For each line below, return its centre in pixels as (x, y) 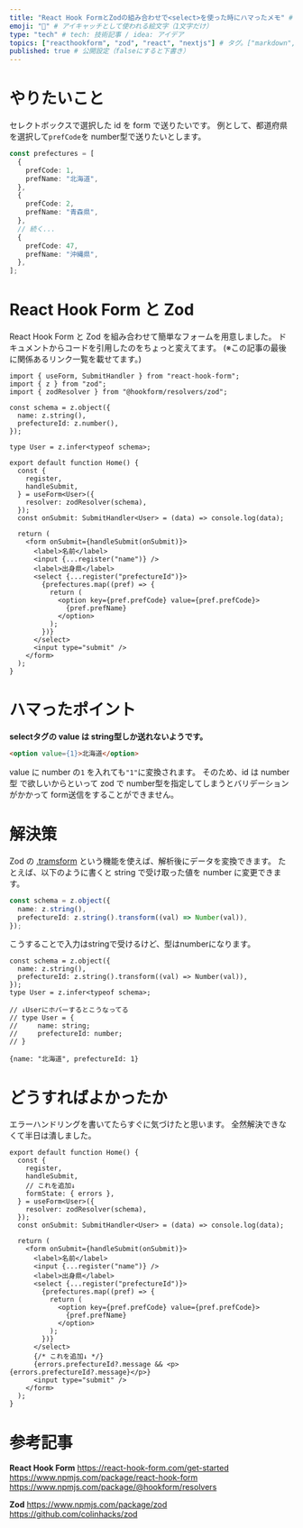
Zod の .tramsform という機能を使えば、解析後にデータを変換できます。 (143, 861)
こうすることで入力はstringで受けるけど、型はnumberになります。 (132, 944)
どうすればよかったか (89, 1098)
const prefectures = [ (52, 154)
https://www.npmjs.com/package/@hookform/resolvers (113, 1487)
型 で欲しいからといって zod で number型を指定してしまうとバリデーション (149, 783)
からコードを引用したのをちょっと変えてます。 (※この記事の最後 (167, 348)
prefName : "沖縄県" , (62, 254)
